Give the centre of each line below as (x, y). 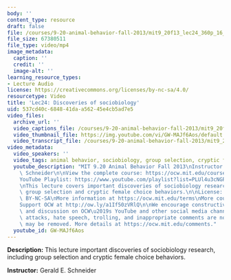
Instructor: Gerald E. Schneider (52, 270)
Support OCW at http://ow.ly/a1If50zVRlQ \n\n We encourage (104, 205)
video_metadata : (30, 148)
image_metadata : (30, 52)
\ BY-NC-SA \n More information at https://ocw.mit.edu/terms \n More (117, 199)
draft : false (26, 26)
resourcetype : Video (37, 97)
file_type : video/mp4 (38, 45)
